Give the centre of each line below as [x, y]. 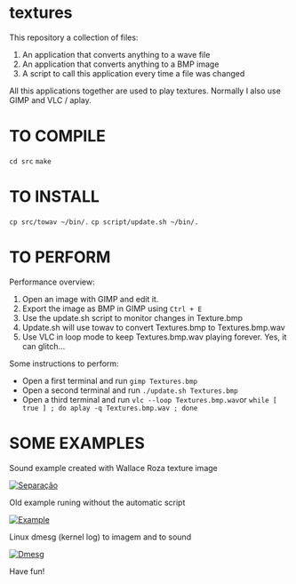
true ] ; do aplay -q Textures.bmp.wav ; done [110, 408]
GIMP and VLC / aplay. [50, 100]
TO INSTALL [55, 197]
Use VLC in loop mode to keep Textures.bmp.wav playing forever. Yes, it [154, 337]
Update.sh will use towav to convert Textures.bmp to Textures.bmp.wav [154, 327]
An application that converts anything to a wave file [116, 54]
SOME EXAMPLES [77, 443]
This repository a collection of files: [74, 37]
